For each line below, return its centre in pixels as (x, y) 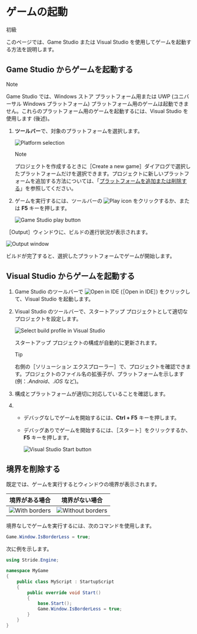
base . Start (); (55, 603)
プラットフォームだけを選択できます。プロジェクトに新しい (91, 173)
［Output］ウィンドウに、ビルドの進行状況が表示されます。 (79, 232)
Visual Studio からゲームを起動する (71, 276)
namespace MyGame (27, 571)
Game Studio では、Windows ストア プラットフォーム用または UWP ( (90, 96)
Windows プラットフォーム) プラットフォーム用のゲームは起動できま (106, 104)
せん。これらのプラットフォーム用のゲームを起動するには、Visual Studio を (97, 111)
